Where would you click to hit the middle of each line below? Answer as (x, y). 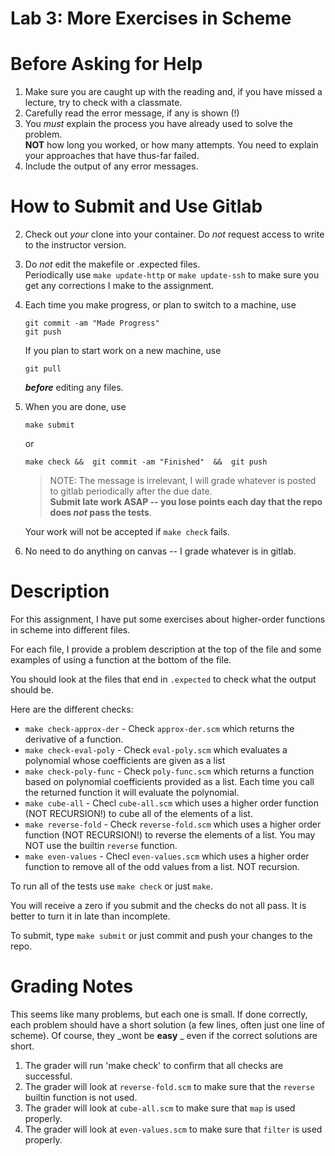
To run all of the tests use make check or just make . (112, 886)
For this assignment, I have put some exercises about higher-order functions (168, 619)
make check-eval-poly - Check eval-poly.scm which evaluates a (156, 750)
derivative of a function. (74, 739)
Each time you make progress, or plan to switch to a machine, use (160, 305)
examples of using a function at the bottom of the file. (121, 660)
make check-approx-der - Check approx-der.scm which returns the (159, 728)
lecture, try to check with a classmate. (103, 103)
